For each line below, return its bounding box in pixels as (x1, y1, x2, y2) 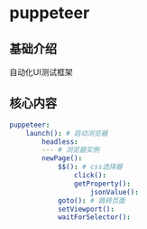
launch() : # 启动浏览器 (25, 129, 108, 138)
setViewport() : (57, 205, 115, 214)
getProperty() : (73, 179, 131, 188)
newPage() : (41, 154, 83, 163)
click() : (73, 171, 106, 180)
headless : (41, 137, 78, 147)
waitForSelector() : (57, 213, 131, 222)
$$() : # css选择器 (57, 162, 124, 172)
